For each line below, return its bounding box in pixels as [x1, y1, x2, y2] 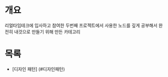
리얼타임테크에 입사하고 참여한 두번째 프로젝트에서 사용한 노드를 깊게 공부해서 [5, 22, 158, 28]
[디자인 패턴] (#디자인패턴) [12, 66, 65, 72]
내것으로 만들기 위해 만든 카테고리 [14, 28, 80, 34]
